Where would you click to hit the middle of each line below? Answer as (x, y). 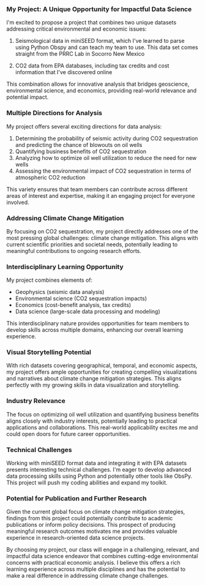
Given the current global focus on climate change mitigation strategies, (96, 512)
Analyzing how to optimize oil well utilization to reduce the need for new (106, 157)
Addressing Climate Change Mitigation (65, 218)
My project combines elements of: (50, 280)
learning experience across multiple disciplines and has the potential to (96, 569)
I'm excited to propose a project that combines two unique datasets (91, 23)
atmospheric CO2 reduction (50, 177)
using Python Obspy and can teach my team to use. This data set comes (106, 47)
